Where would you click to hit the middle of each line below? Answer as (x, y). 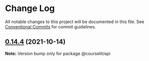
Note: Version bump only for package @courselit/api (58, 53)
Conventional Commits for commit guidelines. (50, 26)
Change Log (30, 8)
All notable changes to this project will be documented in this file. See (75, 22)
